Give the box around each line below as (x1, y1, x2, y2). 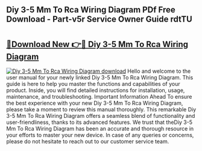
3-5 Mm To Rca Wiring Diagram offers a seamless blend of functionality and (6, 112, 195, 119)
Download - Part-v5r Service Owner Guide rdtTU (6, 14, 193, 25)
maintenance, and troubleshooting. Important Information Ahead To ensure (6, 93, 192, 100)
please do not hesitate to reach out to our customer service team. (6, 138, 169, 145)
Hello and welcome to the (127, 67, 191, 75)
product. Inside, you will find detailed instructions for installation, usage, (6, 87, 185, 94)
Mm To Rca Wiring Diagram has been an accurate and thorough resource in (6, 125, 194, 132)
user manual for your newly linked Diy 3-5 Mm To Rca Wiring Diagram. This (6, 74, 194, 81)
